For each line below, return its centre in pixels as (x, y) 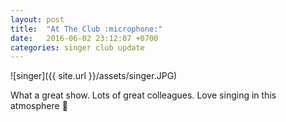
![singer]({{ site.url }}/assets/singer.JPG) (94, 76)
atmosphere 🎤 (39, 106)
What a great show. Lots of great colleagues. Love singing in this (143, 95)
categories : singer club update (77, 47)
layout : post (37, 19)
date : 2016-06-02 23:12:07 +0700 (84, 38)
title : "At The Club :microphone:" (86, 29)
